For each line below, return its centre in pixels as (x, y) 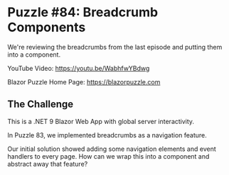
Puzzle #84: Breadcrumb (83, 12)
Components (47, 27)
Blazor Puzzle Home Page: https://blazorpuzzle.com (84, 81)
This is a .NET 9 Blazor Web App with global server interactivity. (101, 121)
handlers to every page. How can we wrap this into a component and (108, 156)
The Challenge (41, 105)
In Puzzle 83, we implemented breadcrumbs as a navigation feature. (107, 135)
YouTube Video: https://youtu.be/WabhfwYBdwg (79, 68)
